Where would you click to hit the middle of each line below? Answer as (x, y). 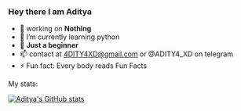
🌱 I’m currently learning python (69, 37)
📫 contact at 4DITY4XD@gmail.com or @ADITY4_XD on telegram (126, 54)
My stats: (23, 84)
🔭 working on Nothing (55, 29)
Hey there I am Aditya (50, 12)
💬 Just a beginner (49, 45)
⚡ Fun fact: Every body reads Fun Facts (83, 66)
